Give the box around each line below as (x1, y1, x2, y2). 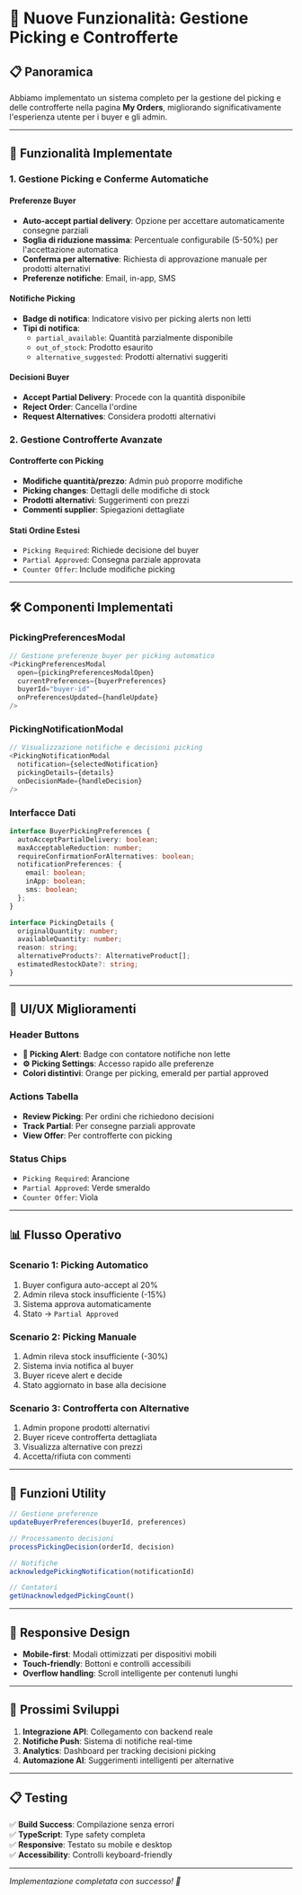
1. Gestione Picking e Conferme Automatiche (9, 173, 209, 185)
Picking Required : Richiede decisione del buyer (22, 545, 200, 556)
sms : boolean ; (25, 885, 78, 894)
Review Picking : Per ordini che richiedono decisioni (22, 1110, 214, 1122)
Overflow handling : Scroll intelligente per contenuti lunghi (22, 1668, 238, 1678)
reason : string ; (17, 943, 78, 952)
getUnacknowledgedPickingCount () (9, 1591, 135, 1601)
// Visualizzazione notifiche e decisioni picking (9, 743, 203, 752)
